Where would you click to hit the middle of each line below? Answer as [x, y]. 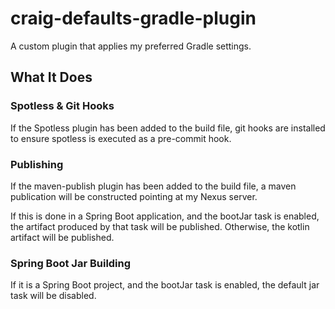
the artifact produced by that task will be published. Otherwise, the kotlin [160, 226]
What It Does [51, 77]
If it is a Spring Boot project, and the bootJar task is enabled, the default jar [165, 285]
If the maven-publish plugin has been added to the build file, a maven [153, 186]
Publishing [37, 164]
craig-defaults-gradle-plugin [133, 18]
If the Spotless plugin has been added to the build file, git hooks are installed [168, 128]
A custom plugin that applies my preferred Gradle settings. [131, 46]
